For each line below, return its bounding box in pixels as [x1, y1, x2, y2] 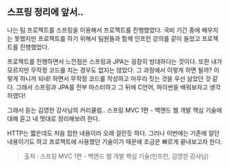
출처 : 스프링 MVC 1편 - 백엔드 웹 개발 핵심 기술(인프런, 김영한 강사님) [23, 152, 209, 160]
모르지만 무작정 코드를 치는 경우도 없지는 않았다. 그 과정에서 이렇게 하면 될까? [7, 65, 213, 74]
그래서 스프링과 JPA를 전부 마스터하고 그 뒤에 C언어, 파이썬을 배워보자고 [16, 82, 208, 91]
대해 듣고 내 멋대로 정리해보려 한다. [7, 115, 100, 123]
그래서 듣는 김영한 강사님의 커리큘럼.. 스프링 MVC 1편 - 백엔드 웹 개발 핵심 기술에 [7, 106, 222, 114]
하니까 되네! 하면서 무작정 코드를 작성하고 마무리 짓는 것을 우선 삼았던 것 [19, 74, 211, 82]
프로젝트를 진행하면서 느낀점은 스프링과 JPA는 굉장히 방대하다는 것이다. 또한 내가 [7, 57, 222, 65]
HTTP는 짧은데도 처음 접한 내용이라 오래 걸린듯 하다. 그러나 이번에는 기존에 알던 [7, 129, 220, 137]
